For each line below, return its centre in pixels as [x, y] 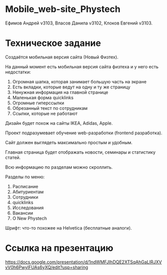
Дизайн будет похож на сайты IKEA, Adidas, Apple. [59, 123]
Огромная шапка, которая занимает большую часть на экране [80, 81]
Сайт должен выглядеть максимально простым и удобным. [69, 142]
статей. [13, 157]
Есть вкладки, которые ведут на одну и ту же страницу [71, 87]
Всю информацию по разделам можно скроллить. [59, 167]
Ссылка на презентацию [59, 248]
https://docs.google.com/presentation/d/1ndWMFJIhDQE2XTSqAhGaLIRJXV [83, 262]
